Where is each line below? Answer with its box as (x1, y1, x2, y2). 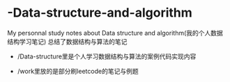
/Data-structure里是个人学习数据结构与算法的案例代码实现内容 (17, 52, 197, 60)
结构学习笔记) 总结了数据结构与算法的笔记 (7, 37, 128, 46)
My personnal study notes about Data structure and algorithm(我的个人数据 (7, 28, 223, 37)
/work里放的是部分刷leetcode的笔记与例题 (17, 67, 139, 75)
